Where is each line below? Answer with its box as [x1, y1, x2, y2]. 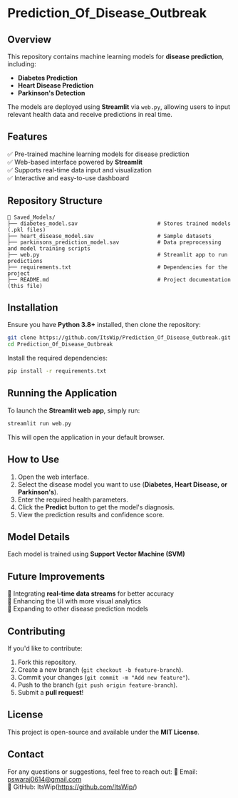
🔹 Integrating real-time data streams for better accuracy [7, 589, 175, 598]
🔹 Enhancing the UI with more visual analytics [7, 597, 141, 606]
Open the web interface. [17, 472, 90, 481]
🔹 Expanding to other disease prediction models [7, 604, 148, 613]
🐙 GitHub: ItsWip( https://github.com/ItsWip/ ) [7, 782, 138, 791]
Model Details [7, 531, 70, 543]
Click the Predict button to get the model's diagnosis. [17, 502, 175, 511]
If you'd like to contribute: [7, 644, 83, 653]
